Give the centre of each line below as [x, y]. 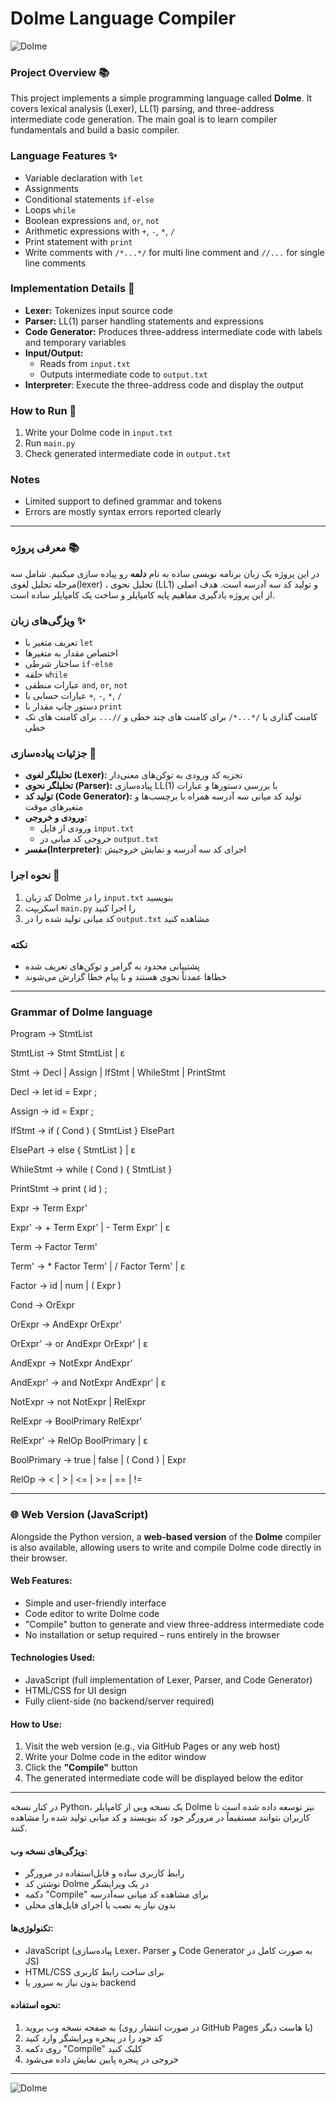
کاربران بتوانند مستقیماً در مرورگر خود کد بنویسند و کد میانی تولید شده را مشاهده [160, 1818]
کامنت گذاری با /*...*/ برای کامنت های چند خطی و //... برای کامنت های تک [171, 717]
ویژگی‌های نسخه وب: [49, 1851]
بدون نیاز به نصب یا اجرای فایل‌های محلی [100, 1905]
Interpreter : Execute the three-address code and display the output [164, 384]
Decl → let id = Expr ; [54, 1092]
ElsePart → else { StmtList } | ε [73, 1150]
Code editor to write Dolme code [92, 1613]
